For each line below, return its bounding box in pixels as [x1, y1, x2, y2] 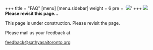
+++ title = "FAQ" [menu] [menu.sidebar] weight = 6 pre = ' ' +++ [5, 5, 142, 11]
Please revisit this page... [5, 10, 58, 16]
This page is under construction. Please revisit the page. [5, 20, 120, 26]
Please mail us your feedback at [5, 30, 71, 36]
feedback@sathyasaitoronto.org [5, 40, 71, 45]
